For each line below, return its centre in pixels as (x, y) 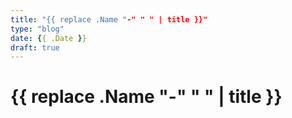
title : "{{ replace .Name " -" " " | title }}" (109, 19)
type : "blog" (37, 29)
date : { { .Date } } (48, 38)
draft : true (35, 47)
